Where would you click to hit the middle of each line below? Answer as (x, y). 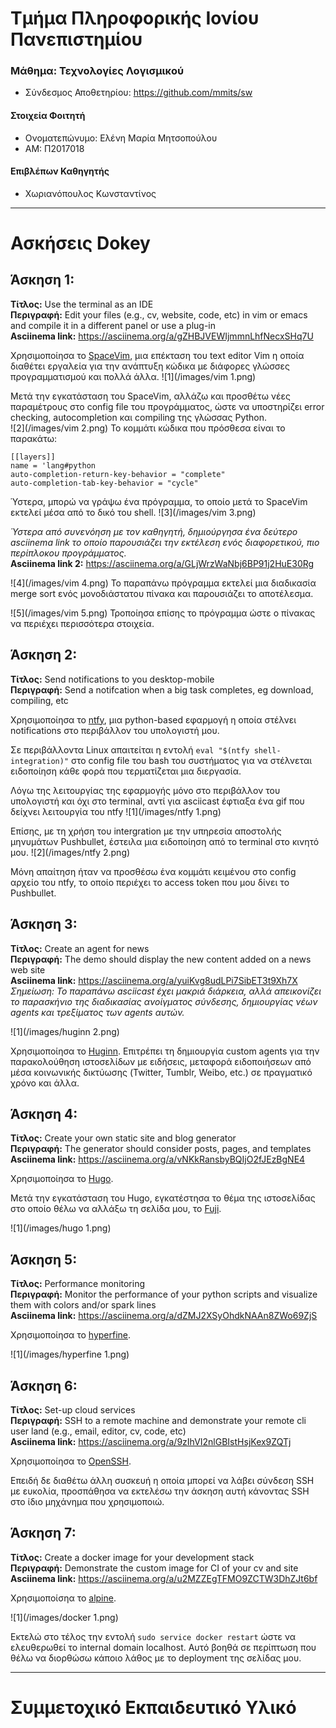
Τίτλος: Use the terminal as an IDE (82, 304)
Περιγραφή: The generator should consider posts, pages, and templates (161, 1149)
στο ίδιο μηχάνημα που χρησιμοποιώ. (87, 1501)
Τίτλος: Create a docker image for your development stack (132, 1557)
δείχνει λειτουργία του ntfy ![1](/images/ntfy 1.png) (116, 811)
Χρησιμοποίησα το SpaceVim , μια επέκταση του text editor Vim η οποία (157, 355)
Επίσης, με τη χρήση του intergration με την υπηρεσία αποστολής (146, 831)
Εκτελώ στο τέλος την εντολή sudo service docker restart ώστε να (153, 1636)
